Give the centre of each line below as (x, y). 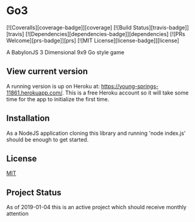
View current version (47, 72)
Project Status (34, 192)
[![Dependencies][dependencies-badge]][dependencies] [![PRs (105, 34)
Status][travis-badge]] (161, 27)
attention (17, 213)
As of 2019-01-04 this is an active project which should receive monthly (97, 207)
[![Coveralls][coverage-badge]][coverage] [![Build (69, 27)
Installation (28, 119)
